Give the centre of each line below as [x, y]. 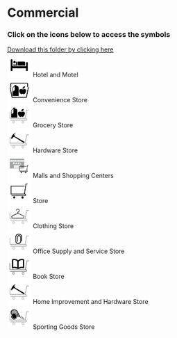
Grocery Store [53, 125]
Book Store [48, 277]
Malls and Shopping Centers [73, 176]
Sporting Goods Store [64, 327]
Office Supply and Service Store [78, 251]
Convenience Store [60, 100]
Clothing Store [53, 226]
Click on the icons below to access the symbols [89, 35]
